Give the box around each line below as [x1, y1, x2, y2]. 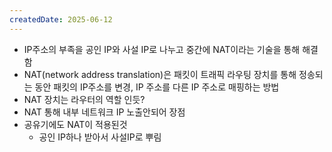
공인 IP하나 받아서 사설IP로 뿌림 [38, 131, 162, 143]
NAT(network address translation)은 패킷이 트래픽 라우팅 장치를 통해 [23, 68, 297, 80]
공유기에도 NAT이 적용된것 [23, 118, 128, 130]
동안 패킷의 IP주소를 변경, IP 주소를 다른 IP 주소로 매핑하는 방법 [34, 81, 280, 93]
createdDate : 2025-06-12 [9, 14, 113, 25]
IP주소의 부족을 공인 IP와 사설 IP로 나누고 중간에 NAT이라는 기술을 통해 [23, 43, 301, 55]
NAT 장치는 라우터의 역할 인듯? [23, 93, 146, 105]
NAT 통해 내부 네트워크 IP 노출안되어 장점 [23, 106, 186, 118]
